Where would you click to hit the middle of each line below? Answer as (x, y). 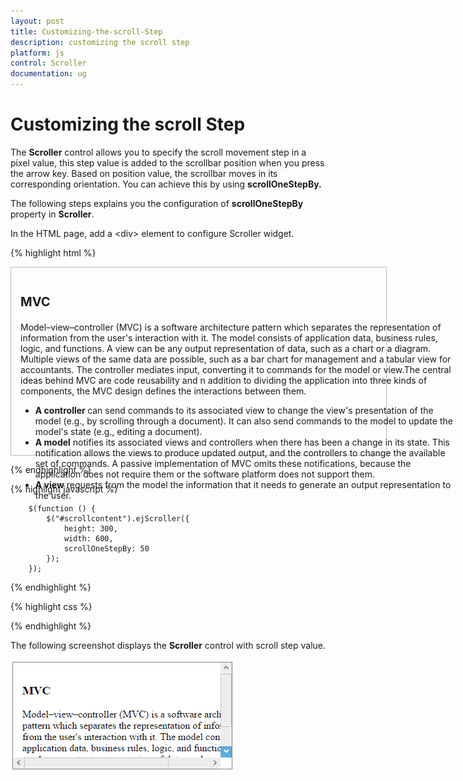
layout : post (37, 21)
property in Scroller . (52, 214)
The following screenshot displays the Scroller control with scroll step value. (168, 645)
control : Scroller (48, 63)
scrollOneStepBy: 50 (106, 548)
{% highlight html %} (53, 252)
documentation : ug (48, 74)
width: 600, (88, 538)
